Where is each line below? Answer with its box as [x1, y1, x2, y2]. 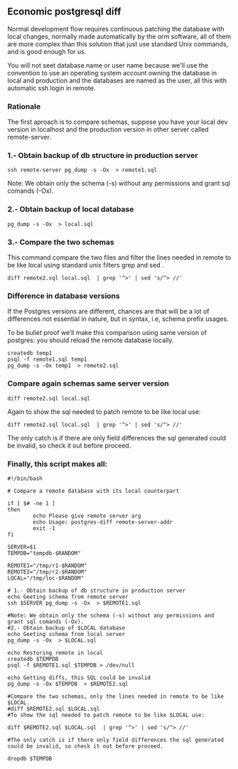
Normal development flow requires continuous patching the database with [7, 24, 225, 33]
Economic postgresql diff [7, 6, 121, 18]
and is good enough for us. [7, 47, 87, 55]
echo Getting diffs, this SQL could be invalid [7, 674, 151, 682]
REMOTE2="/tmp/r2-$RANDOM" [7, 568, 87, 576]
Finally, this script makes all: [7, 459, 108, 469]
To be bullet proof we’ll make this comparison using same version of [7, 329, 207, 337]
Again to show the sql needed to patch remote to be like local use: [7, 407, 201, 415]
